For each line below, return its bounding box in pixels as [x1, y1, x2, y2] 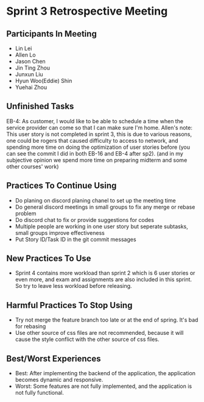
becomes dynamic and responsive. [15, 376, 104, 384]
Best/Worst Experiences [6, 353, 102, 364]
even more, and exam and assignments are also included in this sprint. [15, 276, 192, 283]
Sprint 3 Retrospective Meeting [6, 4, 168, 18]
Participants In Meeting [6, 29, 97, 39]
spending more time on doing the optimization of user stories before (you [6, 143, 191, 151]
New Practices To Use [6, 253, 91, 264]
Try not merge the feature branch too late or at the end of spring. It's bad [15, 316, 199, 324]
